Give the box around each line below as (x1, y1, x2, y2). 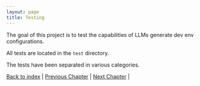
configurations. (6, 38, 44, 45)
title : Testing (6, 15, 45, 21)
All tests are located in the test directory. (6, 49, 109, 56)
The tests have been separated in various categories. (6, 61, 140, 68)
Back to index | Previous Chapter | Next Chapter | (6, 73, 130, 80)
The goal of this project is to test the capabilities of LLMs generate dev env (6, 31, 195, 38)
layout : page (6, 8, 40, 15)
